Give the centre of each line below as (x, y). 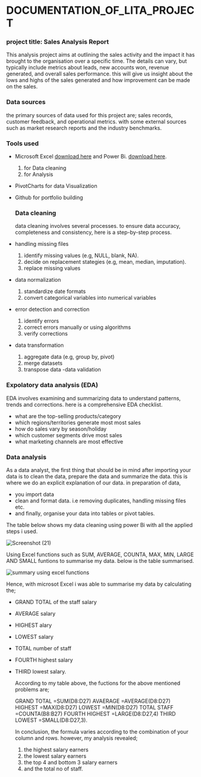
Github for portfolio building (49, 197)
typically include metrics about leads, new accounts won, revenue (88, 68)
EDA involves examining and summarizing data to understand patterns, (94, 398)
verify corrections (46, 334)
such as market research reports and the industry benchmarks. (84, 128)
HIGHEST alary (33, 625)
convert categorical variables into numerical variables (90, 298)
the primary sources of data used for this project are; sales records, (90, 115)
